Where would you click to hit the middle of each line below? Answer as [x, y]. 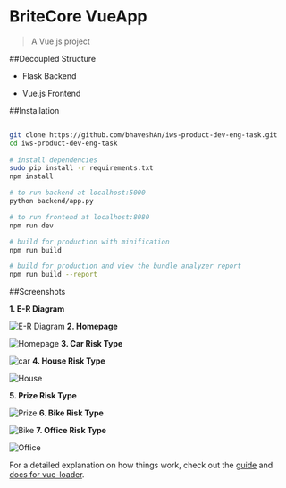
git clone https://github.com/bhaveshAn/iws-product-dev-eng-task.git [143, 135]
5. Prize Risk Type [43, 396]
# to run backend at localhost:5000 [77, 193]
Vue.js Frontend [51, 93]
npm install [31, 176]
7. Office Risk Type [71, 431]
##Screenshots [38, 292]
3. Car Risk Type [92, 344]
